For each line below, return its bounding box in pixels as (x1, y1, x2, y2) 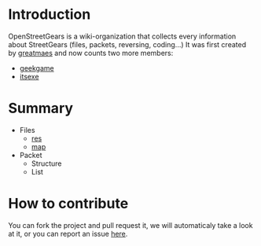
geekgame (19, 63, 54, 72)
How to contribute (8, 195, 129, 213)
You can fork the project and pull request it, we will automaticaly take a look (8, 220, 253, 229)
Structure (31, 159, 62, 168)
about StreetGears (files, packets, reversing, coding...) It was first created (8, 39, 246, 49)
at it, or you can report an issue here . (8, 229, 128, 238)
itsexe (19, 72, 39, 81)
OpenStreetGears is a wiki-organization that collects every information (8, 31, 237, 41)
